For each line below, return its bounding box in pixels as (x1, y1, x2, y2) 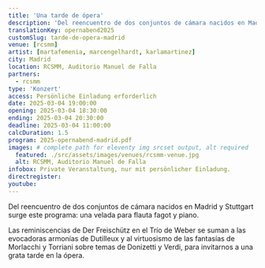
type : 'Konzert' (8, 84, 62, 93)
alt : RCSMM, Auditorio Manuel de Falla (15, 158, 147, 166)
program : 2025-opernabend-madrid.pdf (8, 136, 132, 144)
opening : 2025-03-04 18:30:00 (8, 107, 108, 115)
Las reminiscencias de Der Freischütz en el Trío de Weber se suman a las (8, 225, 246, 235)
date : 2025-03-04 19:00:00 (8, 99, 97, 107)
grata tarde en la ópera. (8, 250, 85, 260)
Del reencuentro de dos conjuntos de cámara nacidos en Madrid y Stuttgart (8, 202, 254, 211)
